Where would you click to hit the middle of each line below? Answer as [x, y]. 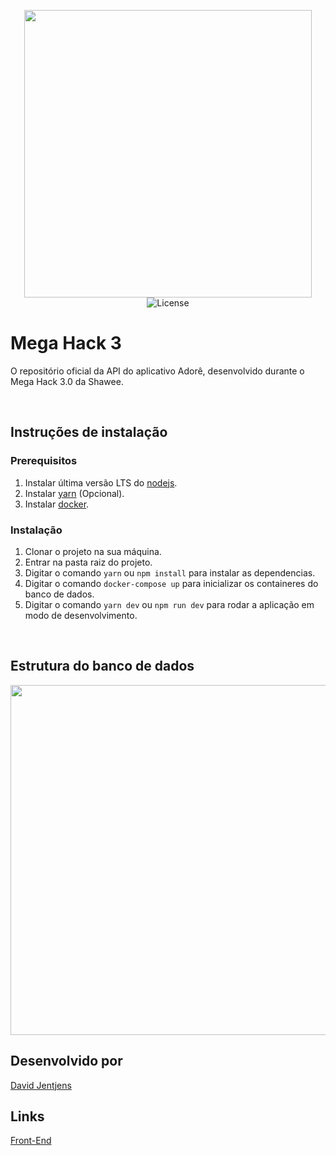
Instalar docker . [57, 504]
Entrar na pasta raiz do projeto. [88, 562]
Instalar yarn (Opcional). [74, 493]
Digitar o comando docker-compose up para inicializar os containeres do [171, 583]
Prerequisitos [44, 461]
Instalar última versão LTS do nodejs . [101, 482]
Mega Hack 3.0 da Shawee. [67, 381]
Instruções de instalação [89, 432]
